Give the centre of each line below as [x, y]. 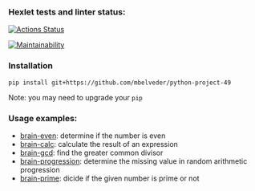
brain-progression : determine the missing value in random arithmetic [134, 161]
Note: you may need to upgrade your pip [75, 97]
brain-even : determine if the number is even [93, 136]
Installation [31, 66]
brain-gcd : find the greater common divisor [91, 152]
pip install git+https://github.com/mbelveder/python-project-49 [119, 83]
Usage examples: [43, 118]
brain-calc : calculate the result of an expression [99, 144]
